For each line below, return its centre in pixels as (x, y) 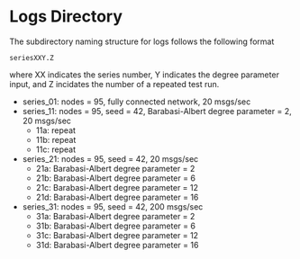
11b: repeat (56, 139)
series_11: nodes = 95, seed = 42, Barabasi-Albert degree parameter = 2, (157, 111)
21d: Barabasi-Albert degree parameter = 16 (117, 197)
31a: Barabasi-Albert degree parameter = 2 (115, 216)
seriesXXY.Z (32, 58)
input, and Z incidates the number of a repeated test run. (114, 84)
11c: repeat (56, 149)
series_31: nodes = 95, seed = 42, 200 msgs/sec (113, 206)
